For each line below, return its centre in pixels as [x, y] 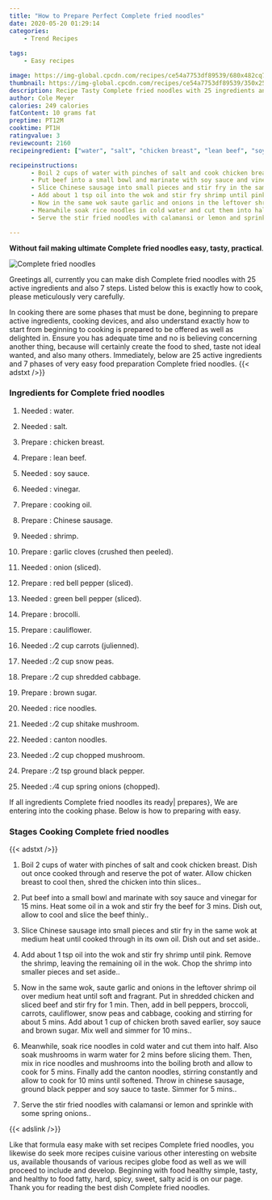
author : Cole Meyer [42, 98]
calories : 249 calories [49, 106]
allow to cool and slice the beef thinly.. [85, 915]
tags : [18, 53]
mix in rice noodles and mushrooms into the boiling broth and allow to [137, 1063]
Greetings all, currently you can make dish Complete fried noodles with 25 [133, 279]
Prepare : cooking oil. [56, 504]
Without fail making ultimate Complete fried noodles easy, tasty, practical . [136, 248]
